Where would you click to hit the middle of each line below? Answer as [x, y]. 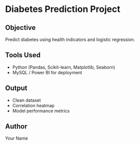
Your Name [17, 139]
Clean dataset [27, 100]
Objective [21, 28]
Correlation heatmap [33, 105]
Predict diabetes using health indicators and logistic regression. [70, 39]
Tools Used [23, 55]
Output [16, 88]
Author [16, 126]
